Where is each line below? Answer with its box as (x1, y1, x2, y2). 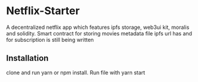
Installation (6, 53, 49, 63)
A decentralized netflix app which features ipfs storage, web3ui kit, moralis (6, 24, 190, 31)
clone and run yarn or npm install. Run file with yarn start (6, 69, 146, 76)
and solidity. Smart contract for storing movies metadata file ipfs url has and (6, 29, 192, 37)
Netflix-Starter (6, 4, 80, 18)
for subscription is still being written (6, 36, 94, 43)
